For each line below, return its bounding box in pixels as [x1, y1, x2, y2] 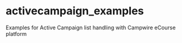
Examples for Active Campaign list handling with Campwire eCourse [5, 24, 176, 31]
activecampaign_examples [5, 4, 144, 18]
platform [5, 30, 27, 37]
